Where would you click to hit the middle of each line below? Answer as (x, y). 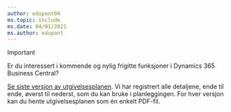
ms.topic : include (34, 20)
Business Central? (33, 73)
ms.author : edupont (35, 33)
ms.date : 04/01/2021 (37, 26)
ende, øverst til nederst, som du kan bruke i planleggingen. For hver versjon (115, 94)
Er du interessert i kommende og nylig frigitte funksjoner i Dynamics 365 (111, 66)
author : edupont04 (34, 13)
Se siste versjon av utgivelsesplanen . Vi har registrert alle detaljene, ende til (115, 86)
